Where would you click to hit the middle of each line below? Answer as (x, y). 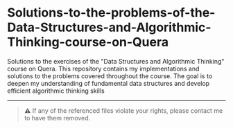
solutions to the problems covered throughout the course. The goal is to (110, 76)
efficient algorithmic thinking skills (56, 91)
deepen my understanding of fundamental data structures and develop (109, 83)
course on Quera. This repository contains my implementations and (103, 68)
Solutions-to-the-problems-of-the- (111, 13)
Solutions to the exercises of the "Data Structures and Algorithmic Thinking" (116, 61)
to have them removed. (57, 118)
